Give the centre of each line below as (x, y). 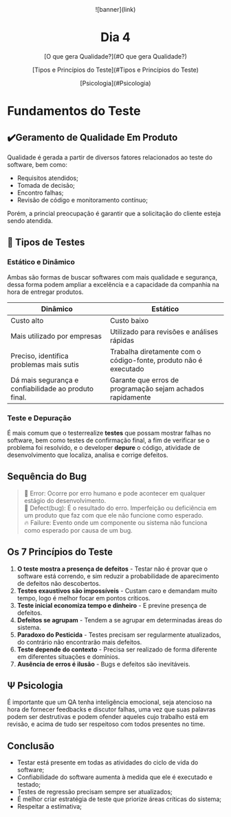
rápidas (122, 340)
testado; (29, 785)
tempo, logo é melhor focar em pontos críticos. (84, 598)
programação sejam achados (157, 388)
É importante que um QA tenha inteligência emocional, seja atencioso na (110, 702)
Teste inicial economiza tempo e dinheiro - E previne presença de (112, 605)
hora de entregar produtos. (45, 292)
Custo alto (27, 320)
